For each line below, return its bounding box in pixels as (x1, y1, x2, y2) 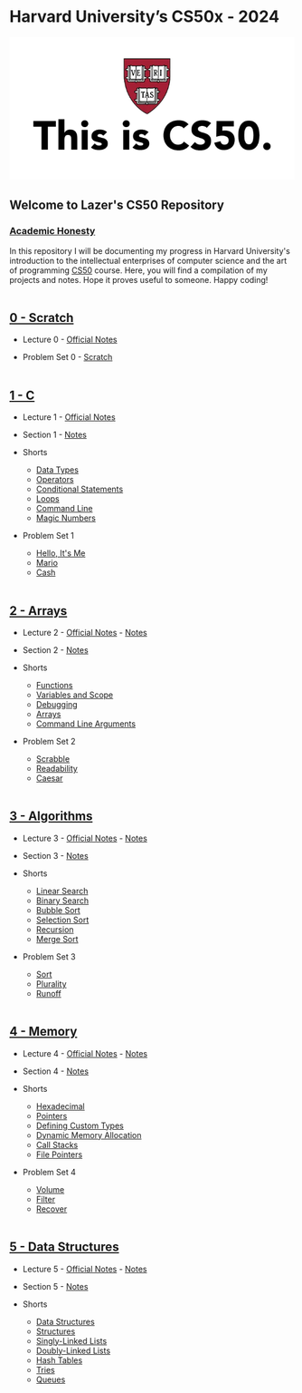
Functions (35, 680, 73, 691)
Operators (35, 474, 74, 485)
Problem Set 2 (22, 736, 76, 747)
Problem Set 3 (22, 950, 76, 962)
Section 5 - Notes (22, 1281, 89, 1291)
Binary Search (35, 895, 90, 906)
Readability (35, 764, 79, 774)
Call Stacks (35, 1139, 79, 1150)
